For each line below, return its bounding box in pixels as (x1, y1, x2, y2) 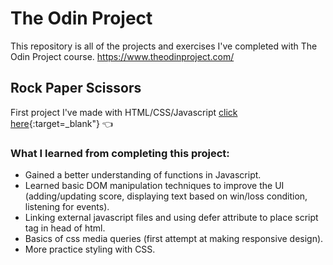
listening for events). (24, 201, 110, 213)
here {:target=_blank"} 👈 (10, 117, 113, 129)
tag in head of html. (24, 222, 106, 234)
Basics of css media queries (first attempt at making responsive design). (24, 233, 324, 245)
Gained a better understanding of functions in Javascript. (24, 169, 262, 181)
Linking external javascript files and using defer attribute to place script (24, 212, 319, 224)
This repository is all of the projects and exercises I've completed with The (10, 40, 318, 52)
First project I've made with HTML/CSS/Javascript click (10, 106, 238, 118)
